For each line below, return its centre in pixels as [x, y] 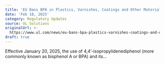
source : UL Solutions [27, 23]
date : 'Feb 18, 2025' [27, 14]
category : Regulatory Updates [36, 19]
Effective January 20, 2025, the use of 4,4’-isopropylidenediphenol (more [80, 51]
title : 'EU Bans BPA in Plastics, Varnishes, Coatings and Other [73, 10]
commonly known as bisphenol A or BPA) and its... [56, 56]
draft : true [17, 37]
